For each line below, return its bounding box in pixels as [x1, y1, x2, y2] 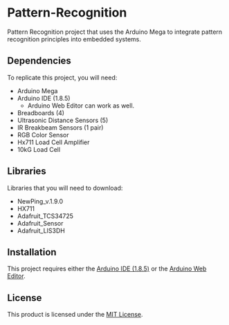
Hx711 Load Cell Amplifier [17, 138, 90, 146]
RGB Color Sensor [17, 130, 69, 139]
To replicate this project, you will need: [7, 73, 118, 81]
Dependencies [7, 55, 71, 67]
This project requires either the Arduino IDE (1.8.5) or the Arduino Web [7, 264, 207, 273]
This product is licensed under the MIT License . [7, 311, 143, 319]
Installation [7, 246, 57, 258]
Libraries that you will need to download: [7, 184, 123, 192]
